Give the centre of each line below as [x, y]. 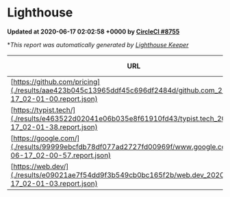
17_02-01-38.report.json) [54, 127]
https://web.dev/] [41, 166]
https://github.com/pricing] [57, 81]
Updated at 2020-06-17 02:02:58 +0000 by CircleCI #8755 [93, 31]
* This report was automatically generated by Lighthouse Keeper [98, 44]
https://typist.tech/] [44, 109]
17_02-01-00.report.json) [54, 98]
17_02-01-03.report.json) [54, 183]
